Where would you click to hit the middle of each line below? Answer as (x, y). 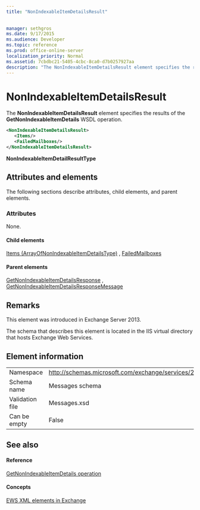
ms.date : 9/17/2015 (30, 34)
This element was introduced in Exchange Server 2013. (74, 320)
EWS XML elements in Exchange (46, 500)
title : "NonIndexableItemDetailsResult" (57, 12)
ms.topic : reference (32, 45)
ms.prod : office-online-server (45, 51)
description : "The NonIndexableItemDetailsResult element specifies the (98, 67)
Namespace (26, 372)
